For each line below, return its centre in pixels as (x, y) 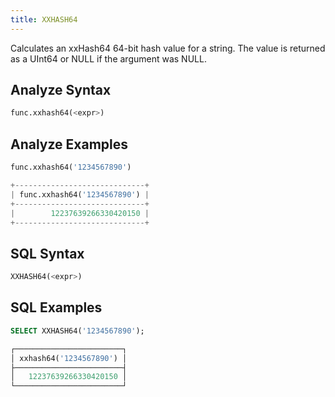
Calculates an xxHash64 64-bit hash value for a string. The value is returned (168, 48)
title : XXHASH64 (44, 19)
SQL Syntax (47, 253)
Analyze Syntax (61, 90)
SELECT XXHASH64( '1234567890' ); (77, 331)
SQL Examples (56, 307)
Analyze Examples (69, 144)
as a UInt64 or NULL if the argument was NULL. (108, 58)
